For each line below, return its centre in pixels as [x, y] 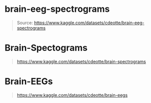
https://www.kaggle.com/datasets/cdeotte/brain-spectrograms [81, 61]
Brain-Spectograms [46, 48]
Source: [25, 23]
